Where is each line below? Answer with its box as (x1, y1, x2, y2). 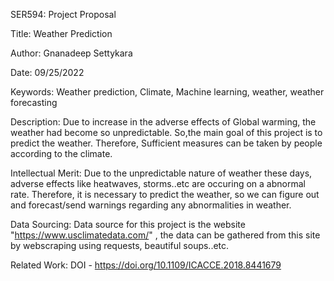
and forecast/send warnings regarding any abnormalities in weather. (10, 199, 292, 211)
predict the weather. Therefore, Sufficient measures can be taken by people (10, 137, 323, 149)
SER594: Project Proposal (10, 9, 117, 20)
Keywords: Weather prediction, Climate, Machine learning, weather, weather (10, 86, 325, 98)
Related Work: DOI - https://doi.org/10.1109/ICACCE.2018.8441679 (10, 259, 282, 271)
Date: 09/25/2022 (10, 67, 85, 78)
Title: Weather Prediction (10, 28, 113, 39)
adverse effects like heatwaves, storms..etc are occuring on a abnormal (10, 178, 306, 189)
